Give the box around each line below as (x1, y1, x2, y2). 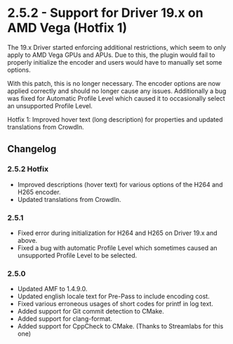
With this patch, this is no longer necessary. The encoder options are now (7, 79, 221, 87)
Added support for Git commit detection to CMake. (17, 307, 165, 316)
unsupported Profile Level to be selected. (17, 251, 138, 260)
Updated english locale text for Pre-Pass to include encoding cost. (17, 292, 210, 300)
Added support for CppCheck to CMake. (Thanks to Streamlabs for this (17, 322, 224, 331)
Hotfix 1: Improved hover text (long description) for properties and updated (7, 115, 223, 124)
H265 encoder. (17, 188, 61, 196)
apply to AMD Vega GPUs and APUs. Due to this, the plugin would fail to (7, 51, 215, 59)
